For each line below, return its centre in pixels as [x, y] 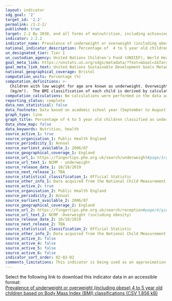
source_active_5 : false [31, 248]
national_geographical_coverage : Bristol [50, 72]
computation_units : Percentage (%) [43, 77]
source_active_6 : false [31, 253]
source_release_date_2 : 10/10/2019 [43, 220]
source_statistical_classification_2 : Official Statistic [68, 229]
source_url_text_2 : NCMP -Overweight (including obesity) [68, 215]
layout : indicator [25, 10]
